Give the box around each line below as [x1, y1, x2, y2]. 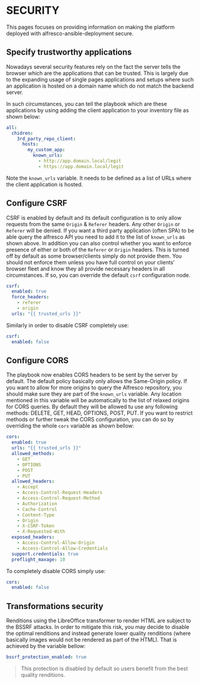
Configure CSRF [6, 198, 67, 209]
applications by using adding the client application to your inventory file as [6, 106, 189, 114]
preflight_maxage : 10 [11, 556, 66, 562]
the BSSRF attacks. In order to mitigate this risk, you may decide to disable [6, 623, 190, 631]
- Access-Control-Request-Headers [17, 490, 103, 496]
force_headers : [11, 294, 50, 300]
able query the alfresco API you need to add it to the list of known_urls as [6, 233, 185, 240]
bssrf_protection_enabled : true [6, 654, 87, 660]
